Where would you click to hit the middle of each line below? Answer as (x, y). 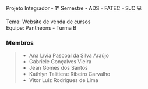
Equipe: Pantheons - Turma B (41, 28)
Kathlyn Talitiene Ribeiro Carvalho (70, 74)
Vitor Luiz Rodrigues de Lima (64, 80)
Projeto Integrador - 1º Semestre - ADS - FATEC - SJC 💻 (74, 8)
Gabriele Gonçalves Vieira (60, 62)
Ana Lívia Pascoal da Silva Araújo (69, 56)
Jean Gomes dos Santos (59, 68)
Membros (20, 42)
